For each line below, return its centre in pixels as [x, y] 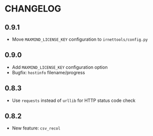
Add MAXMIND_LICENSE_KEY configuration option [60, 67]
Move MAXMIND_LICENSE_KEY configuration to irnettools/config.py [80, 39]
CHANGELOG [33, 9]
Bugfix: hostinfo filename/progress [48, 72]
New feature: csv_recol [36, 128]
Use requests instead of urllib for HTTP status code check [74, 100]
